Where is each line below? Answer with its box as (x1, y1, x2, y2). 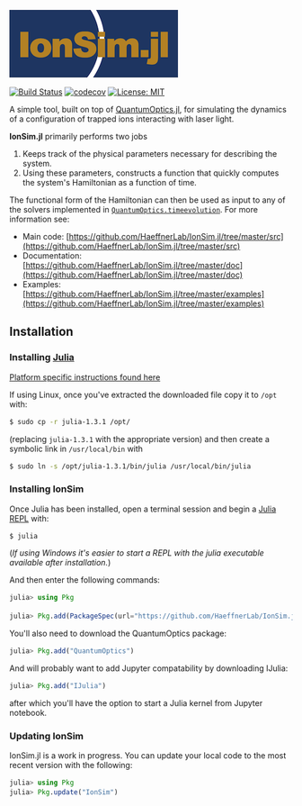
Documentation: (22, 250, 83, 261)
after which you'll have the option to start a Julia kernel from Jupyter (9, 698, 263, 709)
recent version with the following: (9, 760, 133, 771)
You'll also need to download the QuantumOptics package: (9, 628, 227, 639)
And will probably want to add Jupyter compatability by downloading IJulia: (9, 663, 289, 674)
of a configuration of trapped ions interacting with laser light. (9, 113, 235, 124)
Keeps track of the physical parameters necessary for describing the (22, 149, 278, 158)
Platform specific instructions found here (9, 371, 161, 383)
